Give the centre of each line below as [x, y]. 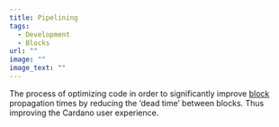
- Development [44, 34]
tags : [19, 26]
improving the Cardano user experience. [84, 113]
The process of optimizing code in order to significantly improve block [139, 93]
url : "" [24, 51]
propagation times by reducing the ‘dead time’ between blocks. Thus [137, 103]
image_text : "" [38, 68]
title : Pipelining [44, 18]
